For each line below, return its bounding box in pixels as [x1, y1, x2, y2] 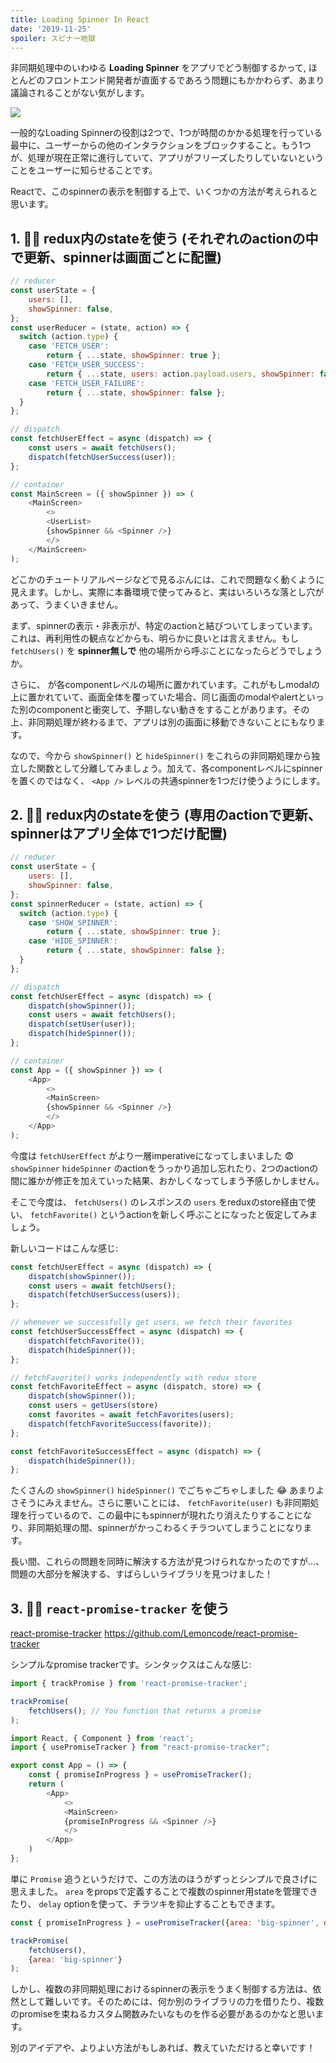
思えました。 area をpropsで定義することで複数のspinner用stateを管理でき [10, 1885, 318, 1897]
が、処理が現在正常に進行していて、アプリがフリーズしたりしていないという [10, 152, 325, 164]
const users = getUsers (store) [28, 1401, 159, 1411]
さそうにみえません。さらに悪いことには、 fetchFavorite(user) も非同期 [10, 1497, 311, 1509]
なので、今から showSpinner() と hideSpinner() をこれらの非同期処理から [10, 749, 312, 761]
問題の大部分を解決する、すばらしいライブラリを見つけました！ [10, 1568, 273, 1580]
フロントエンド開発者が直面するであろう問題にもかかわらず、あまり [44, 74, 325, 86]
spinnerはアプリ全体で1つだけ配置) [10, 825, 228, 842]
